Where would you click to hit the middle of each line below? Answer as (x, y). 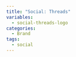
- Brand (21, 34)
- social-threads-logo (40, 23)
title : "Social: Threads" (38, 12)
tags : (13, 39)
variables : (20, 17)
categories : (21, 28)
